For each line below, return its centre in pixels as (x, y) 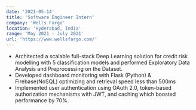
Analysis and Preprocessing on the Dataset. (69, 69)
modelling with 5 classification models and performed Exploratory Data (102, 62)
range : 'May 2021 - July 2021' (45, 34)
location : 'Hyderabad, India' (44, 28)
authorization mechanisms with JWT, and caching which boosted (95, 94)
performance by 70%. (42, 100)
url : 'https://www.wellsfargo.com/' (52, 39)
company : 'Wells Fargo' (36, 23)
